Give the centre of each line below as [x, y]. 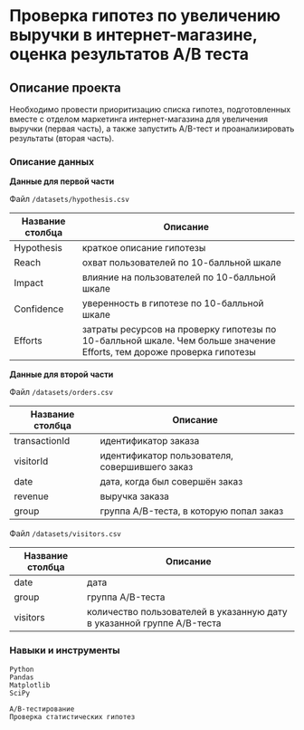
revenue [32, 496]
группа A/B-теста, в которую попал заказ [192, 511]
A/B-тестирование [42, 709]
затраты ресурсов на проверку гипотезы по [179, 330]
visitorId [31, 461]
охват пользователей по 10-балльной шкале [182, 263]
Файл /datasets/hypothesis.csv [69, 199]
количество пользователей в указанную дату [187, 612]
